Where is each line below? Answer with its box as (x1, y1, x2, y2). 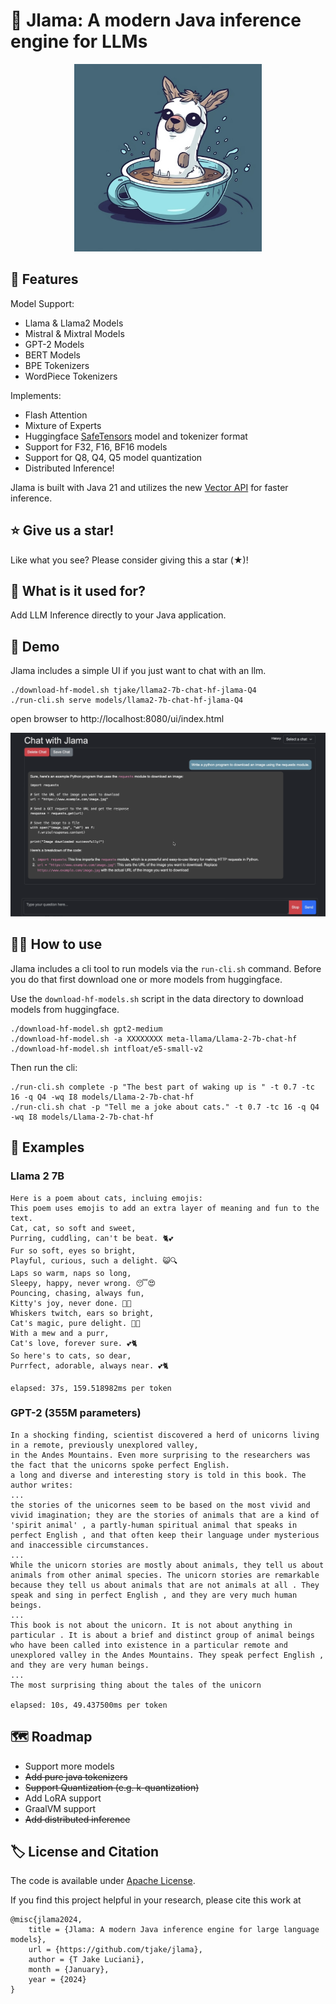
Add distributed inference (24, 1813, 131, 1825)
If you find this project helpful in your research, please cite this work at (10, 1894, 302, 1906)
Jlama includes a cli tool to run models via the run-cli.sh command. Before (10, 962, 322, 974)
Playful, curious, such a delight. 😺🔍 (10, 1255, 178, 1266)
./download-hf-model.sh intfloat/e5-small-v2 (10, 1044, 203, 1054)
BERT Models (24, 349, 81, 361)
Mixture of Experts (24, 419, 102, 431)
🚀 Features (10, 271, 79, 288)
